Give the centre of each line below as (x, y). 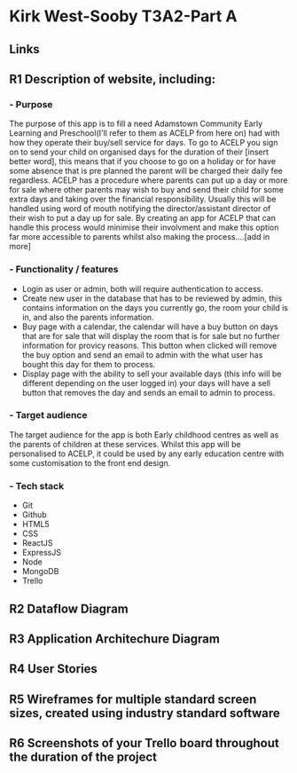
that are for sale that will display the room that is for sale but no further (151, 335)
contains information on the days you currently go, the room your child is (155, 307)
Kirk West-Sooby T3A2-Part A (123, 16)
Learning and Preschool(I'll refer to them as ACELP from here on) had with (145, 133)
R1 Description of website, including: (112, 79)
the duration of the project (83, 757)
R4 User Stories (53, 669)
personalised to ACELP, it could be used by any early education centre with (147, 454)
